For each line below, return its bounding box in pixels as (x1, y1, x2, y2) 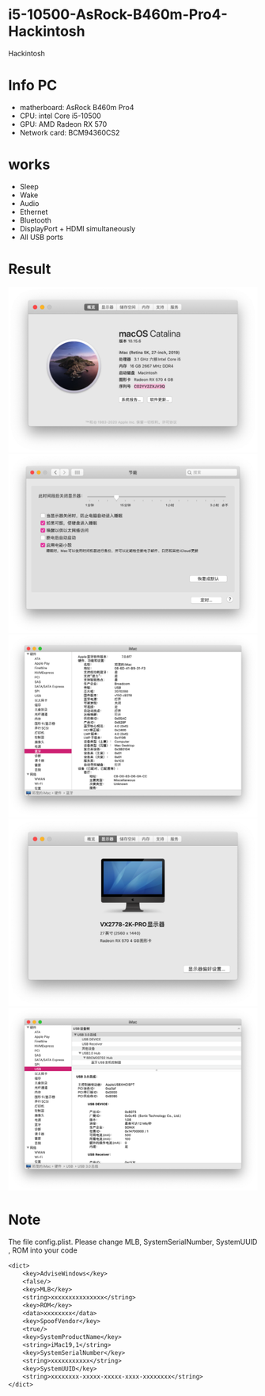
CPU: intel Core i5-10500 (19, 111, 101, 120)
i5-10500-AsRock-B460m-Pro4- (8, 6, 228, 24)
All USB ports (19, 232, 63, 242)
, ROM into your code (8, 1245, 78, 1255)
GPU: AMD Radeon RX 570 (19, 119, 108, 128)
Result (8, 260, 51, 278)
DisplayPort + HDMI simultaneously (19, 223, 136, 233)
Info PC (8, 77, 58, 94)
